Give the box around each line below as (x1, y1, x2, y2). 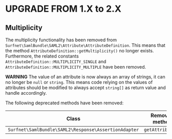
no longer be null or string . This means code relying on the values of (5, 79, 153, 85)
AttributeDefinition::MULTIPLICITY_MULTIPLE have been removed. (5, 64, 146, 70)
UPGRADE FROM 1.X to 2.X (5, 3, 122, 15)
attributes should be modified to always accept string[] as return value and (5, 85, 166, 91)
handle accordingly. (5, 90, 47, 96)
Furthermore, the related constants (5, 53, 79, 59)
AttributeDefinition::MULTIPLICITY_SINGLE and (5, 59, 106, 64)
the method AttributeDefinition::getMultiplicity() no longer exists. (5, 48, 154, 53)
